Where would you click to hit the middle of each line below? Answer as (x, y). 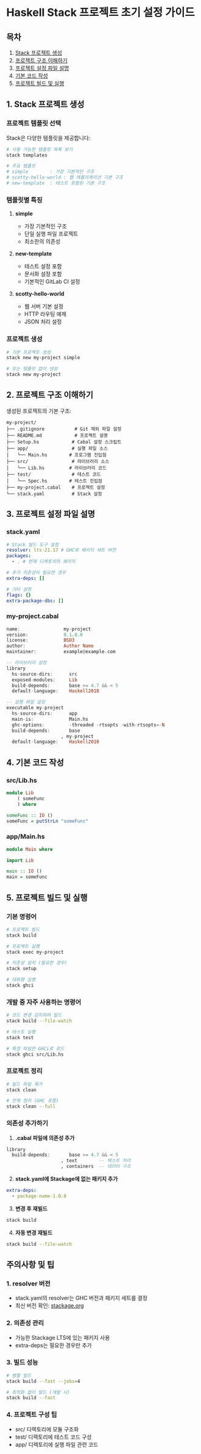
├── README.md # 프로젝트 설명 (57, 435)
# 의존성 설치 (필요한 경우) (37, 963)
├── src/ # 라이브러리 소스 (58, 461)
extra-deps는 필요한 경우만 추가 (54, 1345)
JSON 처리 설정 (43, 322)
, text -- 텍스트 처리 (96, 1161)
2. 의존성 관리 (25, 1323)
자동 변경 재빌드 (34, 1232)
